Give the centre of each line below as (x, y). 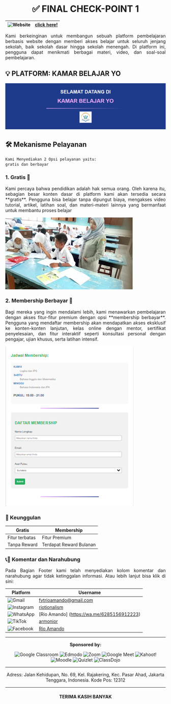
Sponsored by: (85, 645)
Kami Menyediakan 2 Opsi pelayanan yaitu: (51, 160)
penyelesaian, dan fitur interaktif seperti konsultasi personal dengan (85, 333)
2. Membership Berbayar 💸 (39, 301)
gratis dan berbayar (27, 165)
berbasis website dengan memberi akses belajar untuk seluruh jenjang (85, 41)
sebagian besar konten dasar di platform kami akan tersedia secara (85, 194)
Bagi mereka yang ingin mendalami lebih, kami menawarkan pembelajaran (85, 312)
